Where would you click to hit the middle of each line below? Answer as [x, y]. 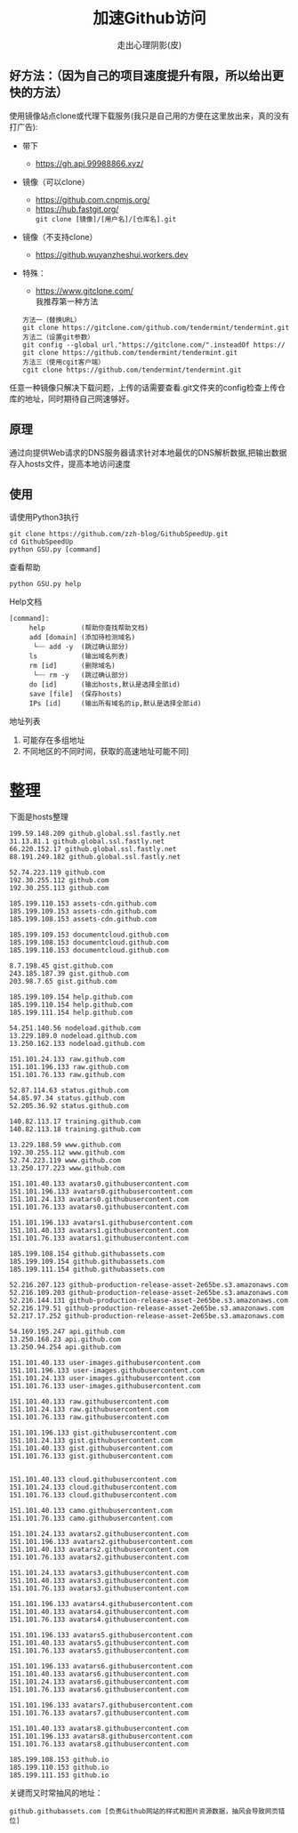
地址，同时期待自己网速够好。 [79, 398]
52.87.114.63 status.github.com [69, 1090]
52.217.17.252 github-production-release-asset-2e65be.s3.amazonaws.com [147, 1316]
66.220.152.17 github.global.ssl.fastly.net [93, 849]
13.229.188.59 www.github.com [65, 1145]
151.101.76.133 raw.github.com [67, 1075]
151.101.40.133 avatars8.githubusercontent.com [99, 1729]
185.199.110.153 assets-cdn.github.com [83, 904]
